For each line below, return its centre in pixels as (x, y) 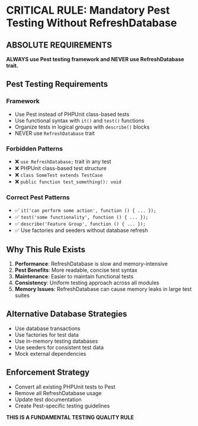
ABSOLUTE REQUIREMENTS (59, 45)
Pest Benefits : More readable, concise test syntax (76, 270)
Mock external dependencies (50, 353)
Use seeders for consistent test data (59, 347)
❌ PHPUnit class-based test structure (60, 168)
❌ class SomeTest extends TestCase (59, 175)
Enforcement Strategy (48, 372)
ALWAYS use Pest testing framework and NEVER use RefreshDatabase (95, 59)
